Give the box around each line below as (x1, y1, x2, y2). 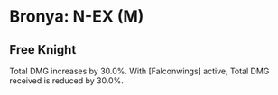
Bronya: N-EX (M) (9, 6, 144, 27)
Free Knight (9, 42, 77, 57)
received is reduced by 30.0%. (9, 75, 124, 86)
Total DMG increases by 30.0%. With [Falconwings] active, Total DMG (9, 65, 270, 76)
